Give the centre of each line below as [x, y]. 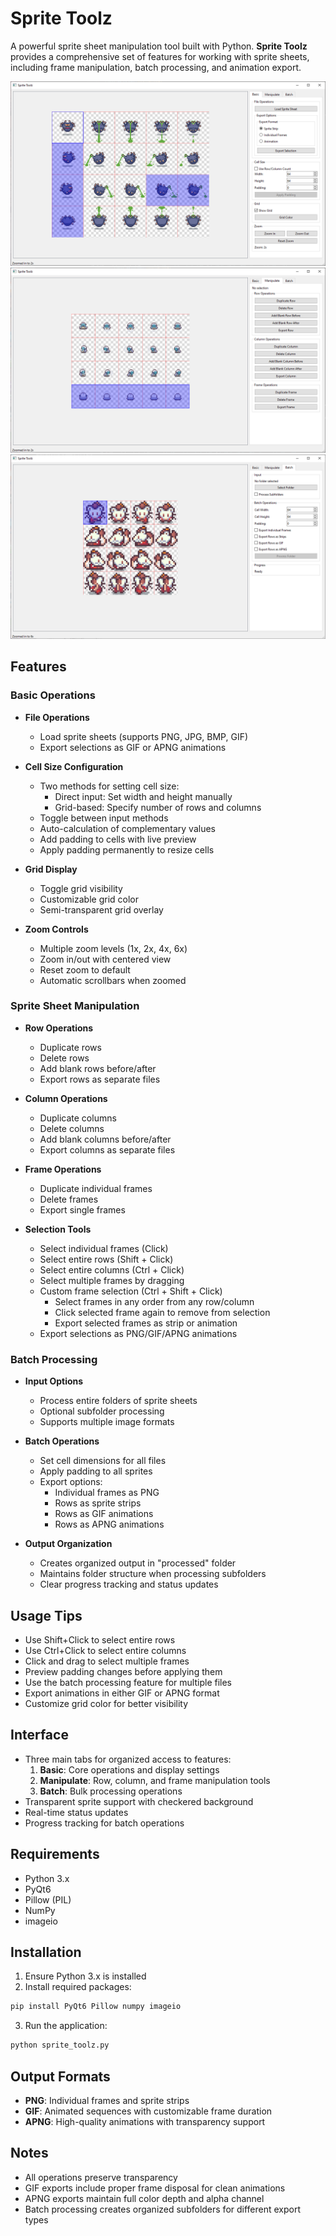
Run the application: [66, 2026]
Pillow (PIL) [48, 1899]
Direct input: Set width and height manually [143, 796]
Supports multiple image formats [107, 1422]
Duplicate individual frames [96, 1188]
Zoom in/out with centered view [105, 959]
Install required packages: [78, 1987]
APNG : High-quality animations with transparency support [145, 2121]
